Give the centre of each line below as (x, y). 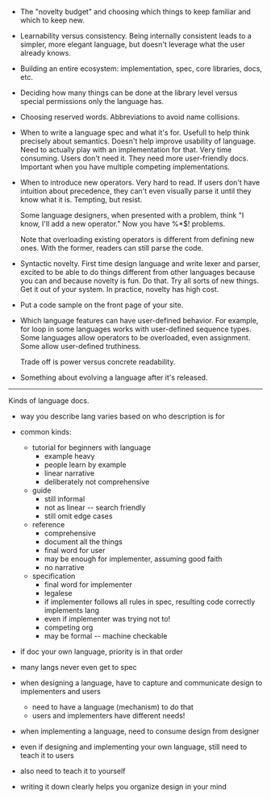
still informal (65, 499)
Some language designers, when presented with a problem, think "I (132, 215)
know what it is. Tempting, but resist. (81, 200)
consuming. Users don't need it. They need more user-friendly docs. (134, 158)
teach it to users (47, 755)
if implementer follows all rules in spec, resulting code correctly (150, 601)
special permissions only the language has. (92, 101)
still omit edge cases (78, 516)
